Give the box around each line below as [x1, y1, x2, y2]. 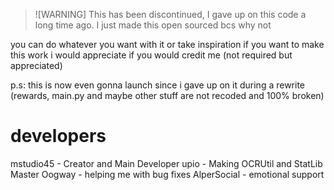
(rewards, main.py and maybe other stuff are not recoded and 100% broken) [10, 90, 325, 101]
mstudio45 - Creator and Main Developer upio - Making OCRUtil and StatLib [10, 157, 323, 169]
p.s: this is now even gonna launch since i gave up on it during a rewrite [10, 79, 306, 91]
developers [10, 125, 107, 148]
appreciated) [10, 60, 63, 71]
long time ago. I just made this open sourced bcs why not [34, 19, 272, 31]
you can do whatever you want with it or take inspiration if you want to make [10, 39, 325, 50]
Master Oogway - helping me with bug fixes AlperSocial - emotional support [10, 168, 325, 180]
